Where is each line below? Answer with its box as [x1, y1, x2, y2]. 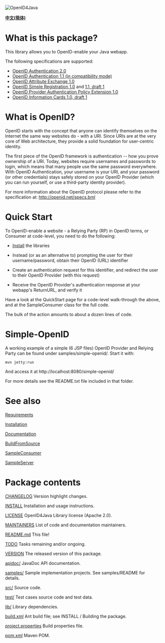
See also [5, 395, 41, 406]
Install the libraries [12, 242, 50, 248]
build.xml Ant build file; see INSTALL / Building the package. [5, 613, 127, 619]
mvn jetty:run [5, 360, 34, 365]
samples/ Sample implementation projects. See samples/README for [5, 569, 145, 575]
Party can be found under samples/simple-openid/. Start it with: [5, 350, 134, 356]
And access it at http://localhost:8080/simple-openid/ [5, 368, 114, 374]
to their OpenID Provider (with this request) [12, 272, 100, 278]
